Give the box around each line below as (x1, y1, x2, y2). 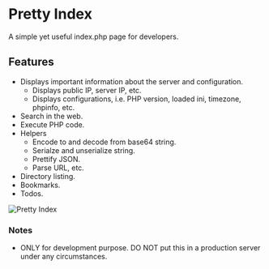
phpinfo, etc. (32, 102, 75, 112)
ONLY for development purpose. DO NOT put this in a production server (19, 243, 261, 253)
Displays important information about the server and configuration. (19, 76, 244, 86)
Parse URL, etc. (32, 163, 85, 173)
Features (8, 55, 54, 69)
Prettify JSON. (32, 154, 81, 164)
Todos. (19, 188, 44, 199)
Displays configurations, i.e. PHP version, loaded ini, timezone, (32, 94, 241, 104)
